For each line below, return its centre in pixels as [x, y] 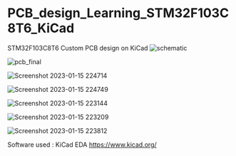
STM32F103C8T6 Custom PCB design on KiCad [78, 48]
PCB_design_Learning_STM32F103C [118, 13]
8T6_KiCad [41, 28]
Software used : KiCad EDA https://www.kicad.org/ [82, 145]
